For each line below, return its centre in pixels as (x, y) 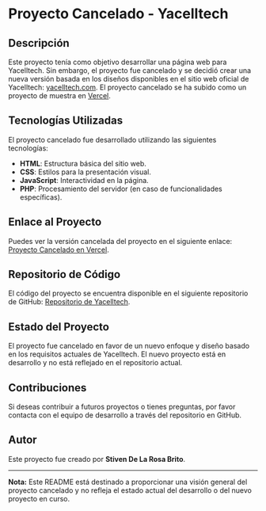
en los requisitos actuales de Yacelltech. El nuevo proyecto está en (117, 354)
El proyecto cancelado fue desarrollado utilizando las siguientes (112, 139)
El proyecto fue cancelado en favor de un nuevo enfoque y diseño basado (129, 346)
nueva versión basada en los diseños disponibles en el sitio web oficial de (129, 79)
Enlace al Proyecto (55, 222)
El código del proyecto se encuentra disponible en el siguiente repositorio (128, 293)
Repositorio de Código (65, 275)
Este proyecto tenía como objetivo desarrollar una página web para (118, 62)
